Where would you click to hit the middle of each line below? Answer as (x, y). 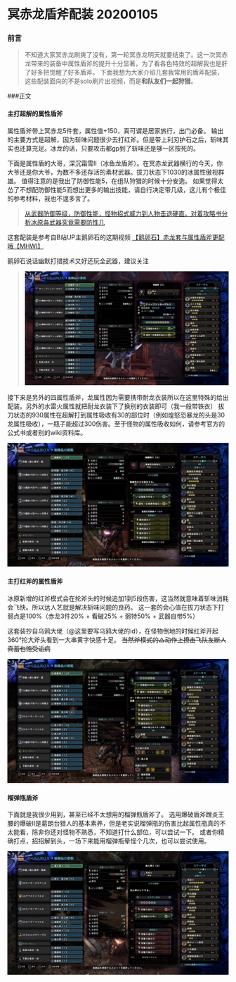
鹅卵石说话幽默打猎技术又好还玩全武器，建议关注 (78, 260)
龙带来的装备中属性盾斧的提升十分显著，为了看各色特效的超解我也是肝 (126, 63)
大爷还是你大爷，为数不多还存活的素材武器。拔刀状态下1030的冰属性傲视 (113, 172)
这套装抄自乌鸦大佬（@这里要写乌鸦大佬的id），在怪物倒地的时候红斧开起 (113, 631)
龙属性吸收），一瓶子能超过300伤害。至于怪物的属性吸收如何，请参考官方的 (116, 424)
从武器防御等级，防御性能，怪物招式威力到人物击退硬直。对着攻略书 (123, 213)
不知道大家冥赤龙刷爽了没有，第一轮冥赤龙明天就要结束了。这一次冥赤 (126, 55)
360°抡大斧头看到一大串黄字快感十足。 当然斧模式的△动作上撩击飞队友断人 (117, 640)
